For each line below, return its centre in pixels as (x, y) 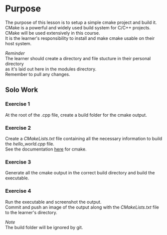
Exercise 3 (18, 162)
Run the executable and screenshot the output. (53, 202)
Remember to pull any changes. (38, 74)
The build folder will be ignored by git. (44, 227)
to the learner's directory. (31, 212)
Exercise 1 (18, 104)
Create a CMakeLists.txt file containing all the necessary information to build (84, 138)
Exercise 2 (18, 128)
